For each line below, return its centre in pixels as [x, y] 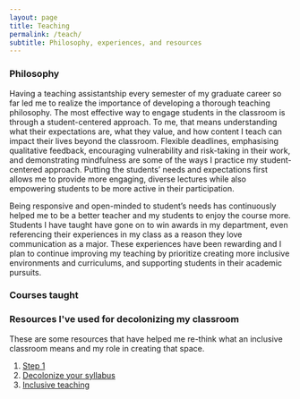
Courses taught [44, 295]
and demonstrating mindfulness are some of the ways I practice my [133, 160]
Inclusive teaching [56, 385]
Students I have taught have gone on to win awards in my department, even [149, 225]
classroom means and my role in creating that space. [107, 348]
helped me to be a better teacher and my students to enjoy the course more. [150, 215]
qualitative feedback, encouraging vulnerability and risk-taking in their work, [150, 150]
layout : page [34, 17]
